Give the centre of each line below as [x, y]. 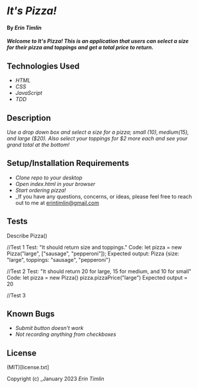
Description [29, 118]
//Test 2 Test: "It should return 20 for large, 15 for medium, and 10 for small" [99, 271]
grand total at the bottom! [38, 145]
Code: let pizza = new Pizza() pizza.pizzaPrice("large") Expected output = [97, 277]
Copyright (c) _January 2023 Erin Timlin [55, 379]
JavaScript [29, 93]
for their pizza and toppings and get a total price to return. [80, 47]
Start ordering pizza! [41, 190]
